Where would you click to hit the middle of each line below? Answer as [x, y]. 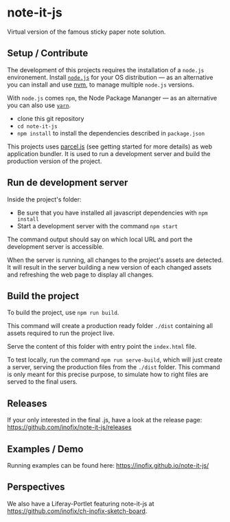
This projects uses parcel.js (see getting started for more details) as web [110, 146]
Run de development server [68, 183]
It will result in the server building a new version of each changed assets [109, 267]
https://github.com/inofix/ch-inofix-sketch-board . [77, 511]
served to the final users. [42, 382]
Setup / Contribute [48, 53]
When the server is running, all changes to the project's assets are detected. [115, 260]
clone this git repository [50, 118]
